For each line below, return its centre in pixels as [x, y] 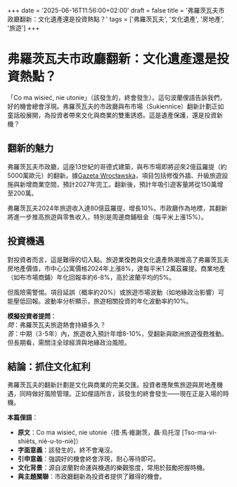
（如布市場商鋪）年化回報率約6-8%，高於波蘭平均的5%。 [91, 277]
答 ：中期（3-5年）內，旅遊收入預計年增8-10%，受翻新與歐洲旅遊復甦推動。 [117, 333]
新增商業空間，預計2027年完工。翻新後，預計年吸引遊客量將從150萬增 [121, 184]
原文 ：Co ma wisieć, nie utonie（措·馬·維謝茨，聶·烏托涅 [99, 433]
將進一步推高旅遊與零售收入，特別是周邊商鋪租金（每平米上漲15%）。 [107, 216]
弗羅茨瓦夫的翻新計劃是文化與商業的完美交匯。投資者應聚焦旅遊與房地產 [112, 385]
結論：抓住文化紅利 [49, 366]
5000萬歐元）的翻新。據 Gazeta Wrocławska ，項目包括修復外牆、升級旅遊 [115, 175]
